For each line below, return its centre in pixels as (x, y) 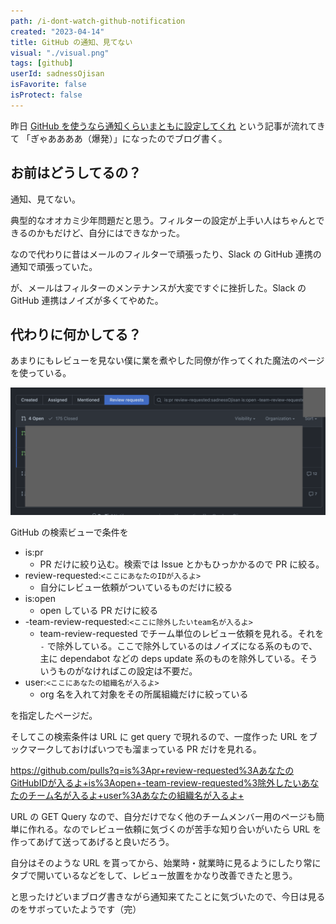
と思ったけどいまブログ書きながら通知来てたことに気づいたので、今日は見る (168, 897)
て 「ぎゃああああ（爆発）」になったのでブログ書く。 (119, 138)
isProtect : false (46, 95)
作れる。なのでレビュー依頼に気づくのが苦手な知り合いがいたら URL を (174, 829)
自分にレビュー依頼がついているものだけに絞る (136, 587)
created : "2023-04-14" (57, 31)
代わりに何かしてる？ (76, 334)
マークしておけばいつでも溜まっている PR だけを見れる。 (144, 749)
